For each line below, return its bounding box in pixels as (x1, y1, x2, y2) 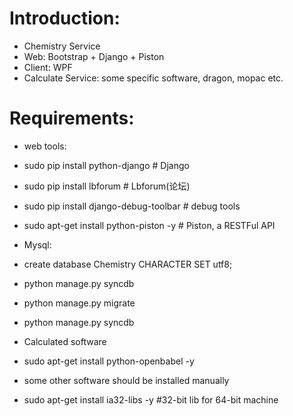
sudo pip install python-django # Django (23, 159, 190, 171)
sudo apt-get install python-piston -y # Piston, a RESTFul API (23, 219, 276, 231)
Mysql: (23, 238, 52, 251)
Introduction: (9, 7, 121, 30)
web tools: (23, 140, 67, 152)
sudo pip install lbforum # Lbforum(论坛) (23, 180, 191, 192)
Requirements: (9, 107, 135, 130)
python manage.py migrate (23, 297, 136, 309)
